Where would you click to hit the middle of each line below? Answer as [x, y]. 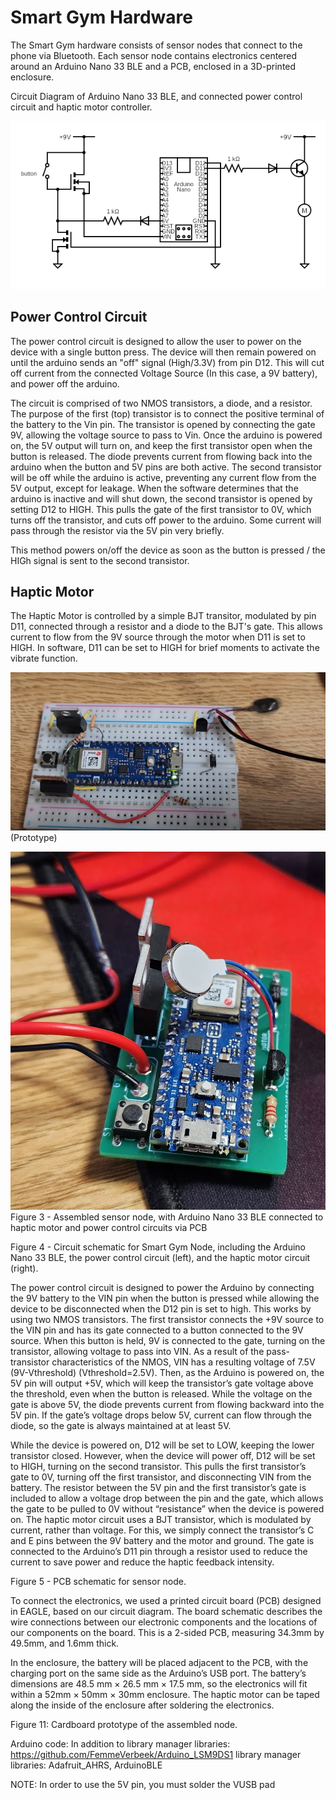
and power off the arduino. [65, 383]
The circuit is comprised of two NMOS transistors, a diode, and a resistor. [161, 403]
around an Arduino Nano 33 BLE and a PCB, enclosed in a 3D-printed [153, 66]
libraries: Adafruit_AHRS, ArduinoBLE [86, 1765]
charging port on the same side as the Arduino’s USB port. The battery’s [158, 1673]
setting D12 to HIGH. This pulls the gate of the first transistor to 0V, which [161, 509]
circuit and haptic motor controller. [81, 107]
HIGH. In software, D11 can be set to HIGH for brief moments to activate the [165, 648]
